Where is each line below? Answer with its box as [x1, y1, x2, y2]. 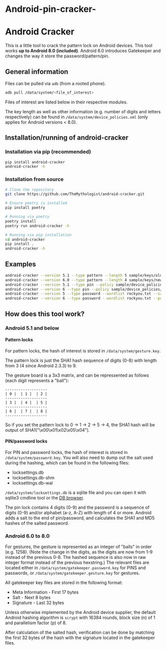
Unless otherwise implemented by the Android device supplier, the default [5, 609, 156, 615]
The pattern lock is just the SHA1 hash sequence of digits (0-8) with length [5, 357, 157, 363]
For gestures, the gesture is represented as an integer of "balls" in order [5, 544, 152, 550]
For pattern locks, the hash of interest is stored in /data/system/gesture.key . [5, 348, 161, 353]
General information [5, 67, 68, 76]
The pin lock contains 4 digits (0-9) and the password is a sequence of [5, 504, 150, 510]
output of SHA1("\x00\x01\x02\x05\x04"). [5, 427, 90, 433]
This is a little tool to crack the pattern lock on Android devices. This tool [5, 43, 153, 49]
